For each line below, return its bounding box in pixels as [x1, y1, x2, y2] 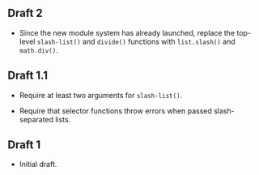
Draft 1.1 [7, 69, 49, 83]
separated [19, 114, 54, 124]
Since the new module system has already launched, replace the [19, 28, 236, 37]
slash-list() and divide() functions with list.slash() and [36, 36, 236, 46]
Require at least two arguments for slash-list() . [19, 90, 183, 100]
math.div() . [19, 45, 58, 55]
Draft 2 [7, 6, 44, 20]
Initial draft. [19, 160, 57, 169]
